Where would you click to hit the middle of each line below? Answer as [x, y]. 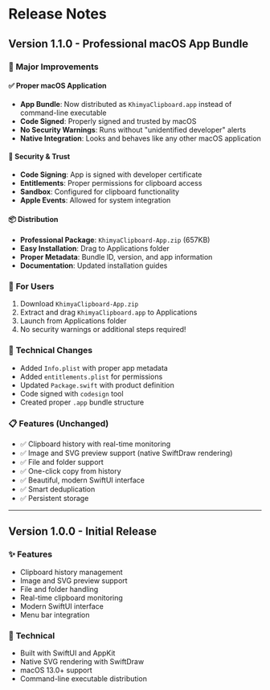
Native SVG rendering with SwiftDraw [82, 661]
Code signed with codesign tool [72, 393]
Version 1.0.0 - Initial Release [82, 532]
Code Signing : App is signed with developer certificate [111, 175]
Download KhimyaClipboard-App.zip [79, 304]
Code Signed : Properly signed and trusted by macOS [108, 121]
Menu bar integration [55, 614]
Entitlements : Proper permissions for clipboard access [111, 183]
